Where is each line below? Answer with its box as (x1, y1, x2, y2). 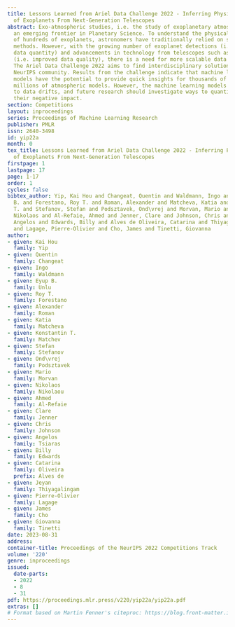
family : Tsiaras (13, 440, 61, 447)
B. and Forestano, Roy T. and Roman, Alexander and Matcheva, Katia (13, 199, 218, 207)
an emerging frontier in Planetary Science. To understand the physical (13, 29, 230, 37)
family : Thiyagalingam (13, 485, 80, 492)
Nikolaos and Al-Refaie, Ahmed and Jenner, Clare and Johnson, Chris (13, 212, 220, 219)
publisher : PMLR (7, 120, 55, 128)
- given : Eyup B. (7, 277, 58, 284)
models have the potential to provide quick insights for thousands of (13, 75, 227, 83)
